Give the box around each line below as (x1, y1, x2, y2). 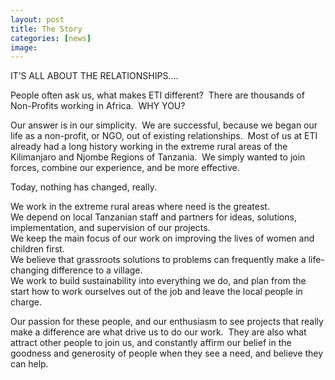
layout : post (10, 14, 65, 25)
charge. (10, 296, 42, 308)
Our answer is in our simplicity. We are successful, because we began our (10, 119, 318, 131)
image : (10, 42, 38, 53)
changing (10, 264, 50, 276)
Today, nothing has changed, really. (10, 181, 158, 193)
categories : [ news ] (10, 33, 92, 43)
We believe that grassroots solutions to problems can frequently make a (10, 254, 307, 266)
